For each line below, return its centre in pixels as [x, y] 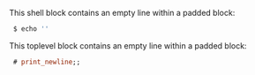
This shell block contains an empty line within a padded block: [122, 13]
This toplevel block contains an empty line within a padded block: [128, 45]
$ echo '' [31, 29]
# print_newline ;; [47, 62]
